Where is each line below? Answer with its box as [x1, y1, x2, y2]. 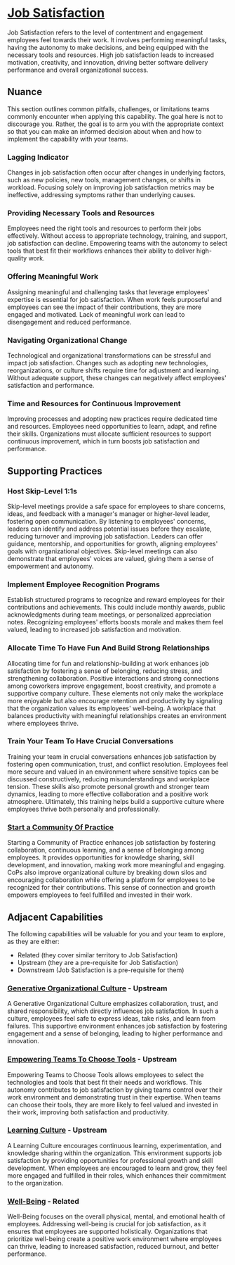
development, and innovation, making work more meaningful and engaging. [7, 861, 226, 869]
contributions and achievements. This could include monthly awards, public [7, 603, 226, 612]
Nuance [7, 86, 43, 98]
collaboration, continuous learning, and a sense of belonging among [7, 846, 205, 855]
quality [7, 254, 27, 263]
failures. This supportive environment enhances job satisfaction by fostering [7, 1022, 227, 1031]
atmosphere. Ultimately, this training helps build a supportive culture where [7, 797, 224, 805]
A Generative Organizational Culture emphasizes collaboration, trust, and [7, 1000, 219, 1008]
